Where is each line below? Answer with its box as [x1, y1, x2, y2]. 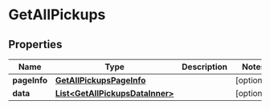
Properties [8, 38, 63, 51]
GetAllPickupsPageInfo [55, 75, 146, 86]
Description [182, 62, 227, 72]
